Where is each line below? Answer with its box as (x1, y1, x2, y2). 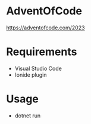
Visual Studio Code (14, 65, 62, 72)
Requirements (6, 45, 77, 59)
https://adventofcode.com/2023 (6, 24, 85, 31)
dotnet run (14, 112, 41, 119)
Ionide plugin (14, 71, 47, 78)
